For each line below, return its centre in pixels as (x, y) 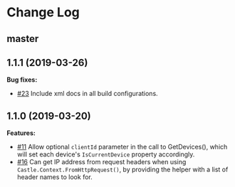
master (23, 39)
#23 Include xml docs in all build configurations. (87, 94)
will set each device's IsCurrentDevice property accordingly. (106, 154)
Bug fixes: (22, 80)
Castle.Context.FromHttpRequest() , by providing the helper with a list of (122, 170)
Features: (21, 133)
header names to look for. (55, 177)
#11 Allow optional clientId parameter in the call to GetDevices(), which (122, 147)
